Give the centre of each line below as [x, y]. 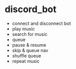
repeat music [26, 61]
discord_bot [31, 9]
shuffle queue [27, 56]
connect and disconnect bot [42, 23]
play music [23, 28]
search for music [30, 34]
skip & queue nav [30, 50]
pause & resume [29, 45]
